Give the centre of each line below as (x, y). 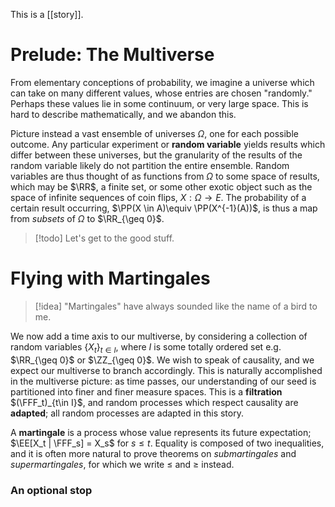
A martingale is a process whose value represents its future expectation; (161, 432)
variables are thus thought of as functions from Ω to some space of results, (165, 176)
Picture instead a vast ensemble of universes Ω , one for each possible (154, 133)
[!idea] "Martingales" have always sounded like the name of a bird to (176, 306)
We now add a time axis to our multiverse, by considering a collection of (159, 336)
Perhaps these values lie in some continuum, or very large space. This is (159, 103)
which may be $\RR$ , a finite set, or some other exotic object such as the (161, 186)
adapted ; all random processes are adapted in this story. (127, 413)
